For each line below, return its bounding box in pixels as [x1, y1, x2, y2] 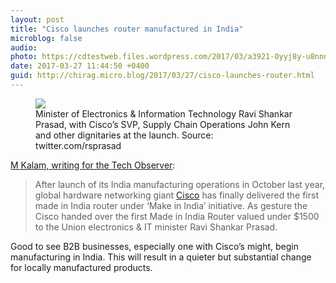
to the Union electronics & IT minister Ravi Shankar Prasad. [34, 221, 278, 233]
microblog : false [10, 33, 83, 43]
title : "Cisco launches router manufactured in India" [10, 24, 244, 34]
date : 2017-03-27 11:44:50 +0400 [10, 61, 150, 71]
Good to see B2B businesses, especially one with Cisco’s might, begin [10, 240, 299, 252]
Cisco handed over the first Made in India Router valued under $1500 [34, 210, 320, 222]
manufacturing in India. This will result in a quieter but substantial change [10, 251, 312, 263]
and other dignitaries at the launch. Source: [35, 129, 214, 141]
